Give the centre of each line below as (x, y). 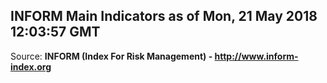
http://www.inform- (256, 56)
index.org (31, 66)
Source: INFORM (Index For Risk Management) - (111, 56)
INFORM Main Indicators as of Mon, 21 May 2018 (164, 16)
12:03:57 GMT (55, 32)
